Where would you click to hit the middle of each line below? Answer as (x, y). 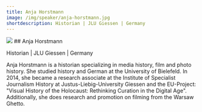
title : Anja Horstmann (35, 12)
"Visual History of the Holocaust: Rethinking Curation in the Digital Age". (97, 91)
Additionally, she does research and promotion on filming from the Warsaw (100, 97)
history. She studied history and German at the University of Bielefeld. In (97, 71)
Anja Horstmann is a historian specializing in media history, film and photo (99, 65)
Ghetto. (16, 103)
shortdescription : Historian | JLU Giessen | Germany (76, 23)
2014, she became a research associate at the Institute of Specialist (91, 78)
